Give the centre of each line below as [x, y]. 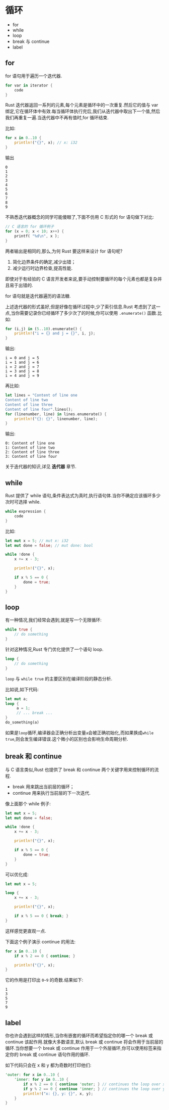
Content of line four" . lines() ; [39, 409]
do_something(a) [22, 722]
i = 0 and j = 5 [22, 358]
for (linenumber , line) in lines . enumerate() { [56, 414]
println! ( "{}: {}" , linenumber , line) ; [56, 419]
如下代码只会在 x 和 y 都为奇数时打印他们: [48, 1065]
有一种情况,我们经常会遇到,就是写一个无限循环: [54, 620]
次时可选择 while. [23, 502]
